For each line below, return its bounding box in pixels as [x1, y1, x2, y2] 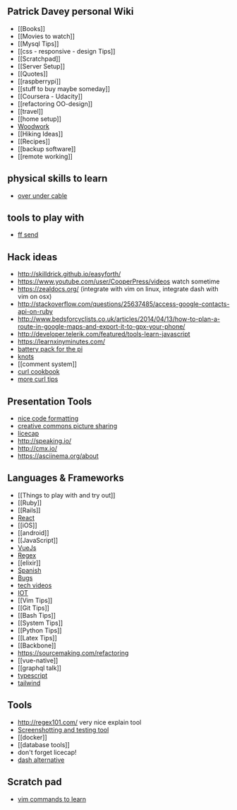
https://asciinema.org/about [17, 452, 99, 460]
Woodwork [17, 122, 50, 130]
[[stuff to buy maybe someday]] [17, 84, 111, 93]
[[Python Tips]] [17, 626, 62, 635]
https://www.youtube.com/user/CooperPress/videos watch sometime [17, 277, 220, 286]
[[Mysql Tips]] [17, 39, 59, 48]
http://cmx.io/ [17, 445, 58, 453]
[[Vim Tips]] [17, 596, 53, 604]
